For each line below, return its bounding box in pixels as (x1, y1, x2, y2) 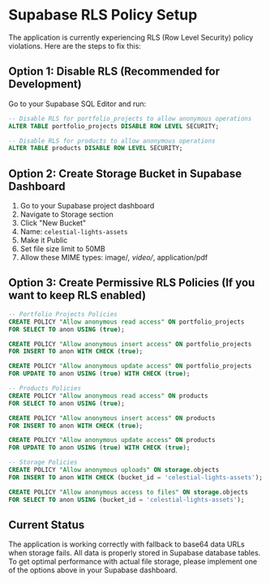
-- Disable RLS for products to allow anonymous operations (8, 136, 216, 145)
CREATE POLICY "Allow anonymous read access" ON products (8, 392, 208, 400)
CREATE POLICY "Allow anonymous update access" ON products (8, 436, 216, 444)
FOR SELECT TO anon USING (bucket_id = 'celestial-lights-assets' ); (8, 495, 245, 504)
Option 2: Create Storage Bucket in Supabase (8, 166, 242, 180)
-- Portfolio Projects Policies (8, 310, 118, 318)
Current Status (8, 517, 85, 532)
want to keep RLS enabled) (8, 289, 147, 302)
